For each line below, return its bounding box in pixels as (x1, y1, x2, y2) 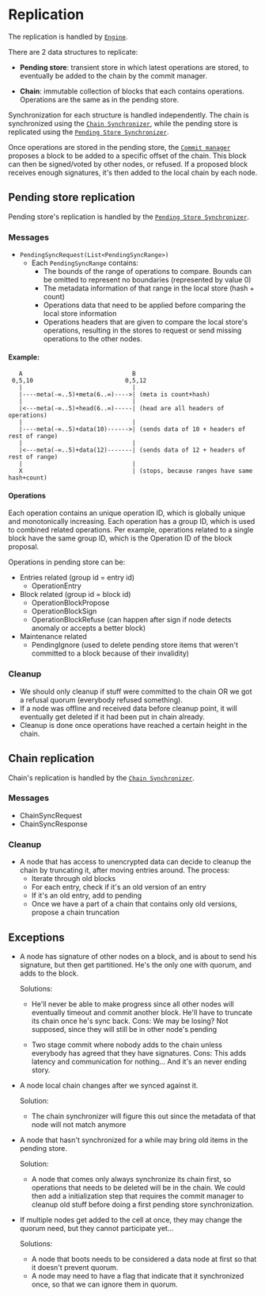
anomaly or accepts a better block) (31, 623, 146, 633)
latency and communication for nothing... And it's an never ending (31, 1056, 247, 1066)
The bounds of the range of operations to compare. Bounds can (43, 267, 252, 276)
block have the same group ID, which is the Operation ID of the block (8, 533, 233, 543)
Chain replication (8, 752, 95, 765)
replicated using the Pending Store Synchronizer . (8, 127, 169, 137)
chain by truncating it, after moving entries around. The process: (19, 865, 230, 875)
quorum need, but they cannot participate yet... (19, 1223, 174, 1233)
